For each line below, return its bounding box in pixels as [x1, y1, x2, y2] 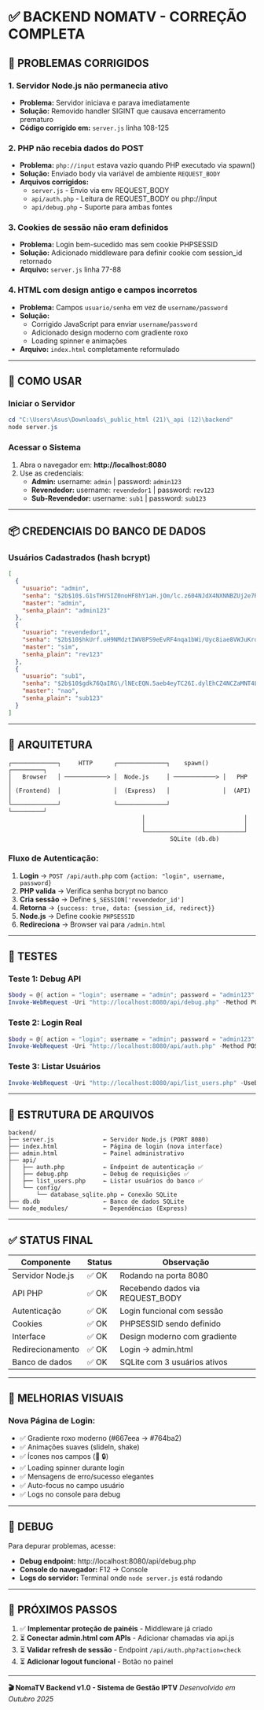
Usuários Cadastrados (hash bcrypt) [8, 552, 151, 563]
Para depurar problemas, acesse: [8, 1541, 116, 1550]
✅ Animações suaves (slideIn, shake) [19, 1442, 140, 1452]
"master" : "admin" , [22, 599, 86, 607]
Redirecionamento [12, 1344, 80, 1355]
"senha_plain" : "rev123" [22, 650, 104, 658]
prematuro [19, 114, 53, 124]
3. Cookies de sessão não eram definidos [8, 222, 169, 233]
